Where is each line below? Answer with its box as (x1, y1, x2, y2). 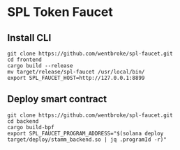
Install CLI (7, 32, 52, 44)
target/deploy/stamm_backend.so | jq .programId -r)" (7, 136, 167, 143)
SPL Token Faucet (7, 4, 114, 20)
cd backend (7, 117, 39, 125)
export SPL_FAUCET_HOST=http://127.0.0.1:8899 (7, 74, 145, 81)
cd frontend (7, 56, 42, 63)
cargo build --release (7, 62, 73, 69)
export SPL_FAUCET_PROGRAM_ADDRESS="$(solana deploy (7, 130, 164, 137)
